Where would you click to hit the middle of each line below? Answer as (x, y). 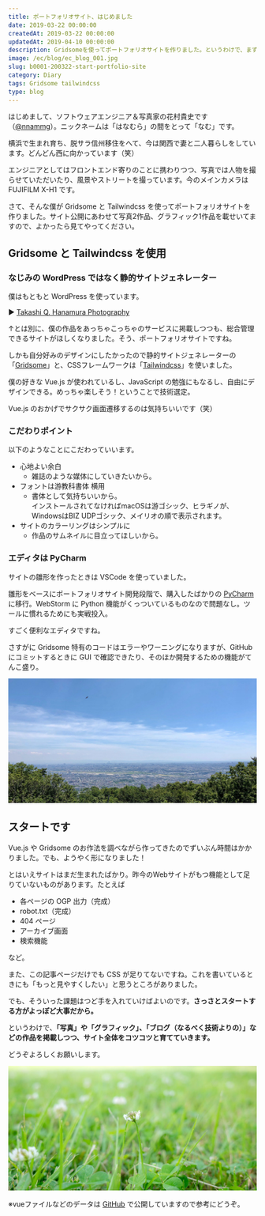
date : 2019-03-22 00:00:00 (52, 25)
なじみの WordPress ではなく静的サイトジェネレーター (112, 278)
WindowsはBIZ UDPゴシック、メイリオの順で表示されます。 (129, 516)
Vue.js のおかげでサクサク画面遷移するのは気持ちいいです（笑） (112, 409)
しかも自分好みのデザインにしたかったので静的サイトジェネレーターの (122, 355)
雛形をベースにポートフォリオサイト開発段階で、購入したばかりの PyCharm (131, 594)
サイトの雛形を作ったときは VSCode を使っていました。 (99, 576)
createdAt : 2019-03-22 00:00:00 (61, 33)
